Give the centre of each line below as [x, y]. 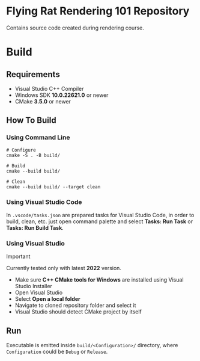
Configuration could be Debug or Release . [57, 352]
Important [18, 256]
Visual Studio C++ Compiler [49, 88]
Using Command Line [38, 138]
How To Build [31, 121]
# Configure [21, 150]
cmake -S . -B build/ [33, 155]
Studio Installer [34, 286]
